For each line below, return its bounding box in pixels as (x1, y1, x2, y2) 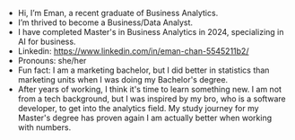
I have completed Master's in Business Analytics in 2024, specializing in (17, 27, 284, 37)
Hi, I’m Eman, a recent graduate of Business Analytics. (17, 8, 219, 18)
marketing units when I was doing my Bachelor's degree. (17, 74, 229, 84)
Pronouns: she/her (17, 56, 87, 66)
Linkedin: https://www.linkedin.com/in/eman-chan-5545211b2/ (17, 46, 249, 57)
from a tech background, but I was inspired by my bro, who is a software (17, 93, 287, 104)
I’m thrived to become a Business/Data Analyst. (17, 17, 194, 28)
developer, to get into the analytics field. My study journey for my (17, 103, 259, 113)
